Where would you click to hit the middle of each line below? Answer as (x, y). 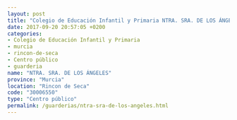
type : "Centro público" (42, 100)
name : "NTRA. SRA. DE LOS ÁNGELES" (60, 73)
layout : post (26, 14)
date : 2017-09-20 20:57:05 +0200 (56, 27)
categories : (25, 34)
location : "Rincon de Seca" (49, 86)
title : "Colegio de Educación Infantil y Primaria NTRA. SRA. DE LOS (112, 20)
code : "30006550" (33, 92)
